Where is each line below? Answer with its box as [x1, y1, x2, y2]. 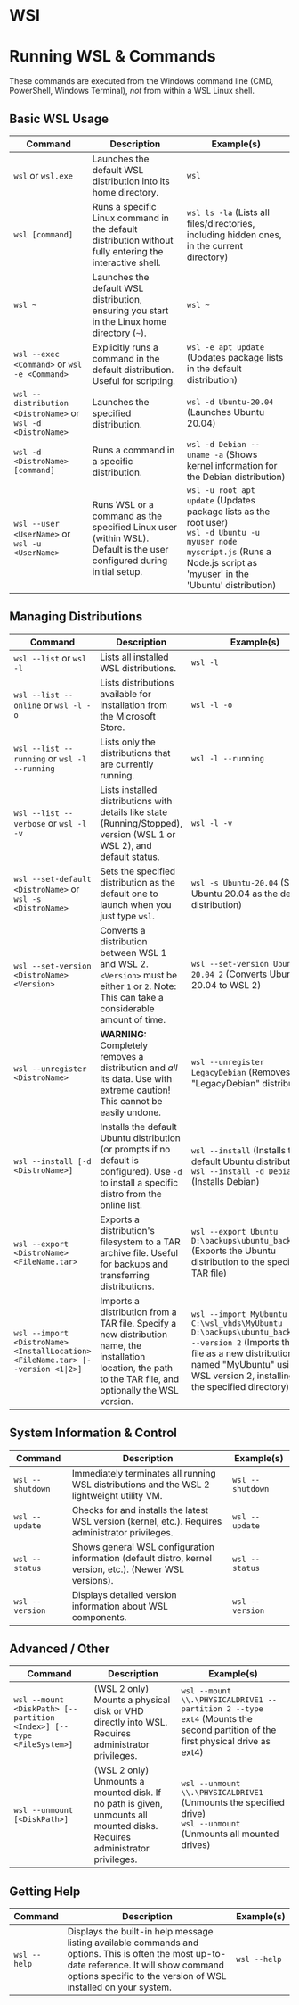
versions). [71, 1574, 114, 1586]
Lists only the [100, 736, 156, 748]
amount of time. [100, 1013, 166, 1026]
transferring [100, 1269, 149, 1281]
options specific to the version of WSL [67, 1970, 227, 1983]
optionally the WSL [100, 1384, 180, 1396]
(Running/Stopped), [100, 817, 183, 829]
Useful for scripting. [92, 374, 176, 387]
